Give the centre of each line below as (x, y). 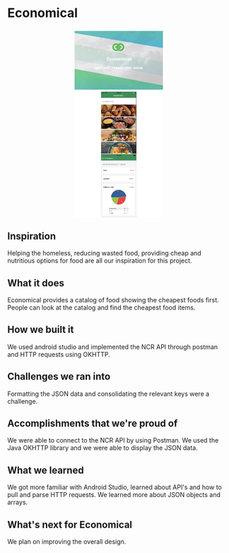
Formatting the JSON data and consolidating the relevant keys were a (108, 394)
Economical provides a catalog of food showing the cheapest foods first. (113, 300)
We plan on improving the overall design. (67, 542)
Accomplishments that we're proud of (93, 424)
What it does (36, 283)
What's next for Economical (70, 524)
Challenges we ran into (59, 377)
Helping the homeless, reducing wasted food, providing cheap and (104, 253)
